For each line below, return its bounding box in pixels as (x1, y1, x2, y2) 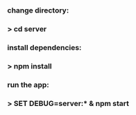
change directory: (7, 6, 69, 15)
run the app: (7, 80, 50, 89)
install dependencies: (7, 42, 82, 52)
